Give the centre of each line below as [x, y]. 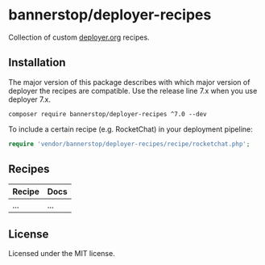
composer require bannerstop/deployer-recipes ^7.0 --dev [108, 114]
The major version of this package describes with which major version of [129, 82]
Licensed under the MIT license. [62, 254]
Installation [37, 63]
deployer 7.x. [29, 99]
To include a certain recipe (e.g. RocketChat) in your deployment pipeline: [131, 129]
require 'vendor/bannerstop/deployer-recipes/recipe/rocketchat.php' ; [129, 144]
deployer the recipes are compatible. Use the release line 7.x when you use [133, 90]
